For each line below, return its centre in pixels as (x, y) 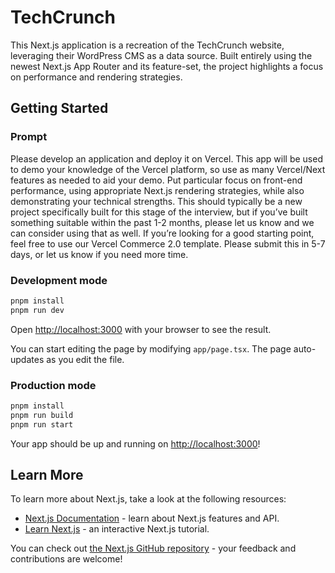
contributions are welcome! (66, 559)
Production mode (53, 385)
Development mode (59, 280)
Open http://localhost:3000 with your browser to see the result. (141, 329)
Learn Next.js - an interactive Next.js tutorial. (117, 529)
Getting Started (59, 108)
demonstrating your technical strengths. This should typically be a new (156, 201)
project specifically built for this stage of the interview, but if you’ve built (159, 212)
